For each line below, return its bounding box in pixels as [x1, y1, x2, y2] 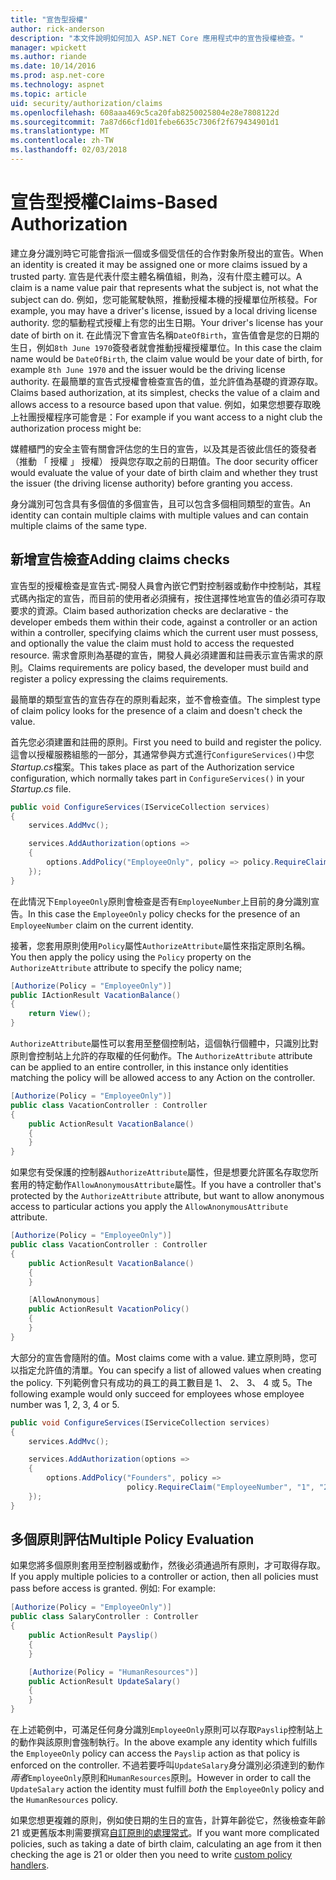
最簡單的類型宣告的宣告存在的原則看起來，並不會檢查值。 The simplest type [10, 693, 321, 705]
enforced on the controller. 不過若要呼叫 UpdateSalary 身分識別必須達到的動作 [10, 1759, 325, 1771]
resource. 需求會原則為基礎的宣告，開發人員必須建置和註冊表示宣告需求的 [10, 649, 315, 661]
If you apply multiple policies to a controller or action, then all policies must [10, 1571, 319, 1583]
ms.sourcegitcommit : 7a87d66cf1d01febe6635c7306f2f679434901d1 [10, 117, 280, 127]
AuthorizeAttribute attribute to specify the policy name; [10, 961, 243, 973]
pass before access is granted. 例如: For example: [10, 1582, 216, 1595]
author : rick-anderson [10, 24, 105, 34]
